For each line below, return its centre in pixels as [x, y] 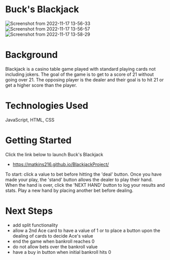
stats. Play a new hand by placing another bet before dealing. [69, 190]
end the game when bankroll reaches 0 [54, 241]
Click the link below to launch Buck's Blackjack [54, 154]
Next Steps [29, 211]
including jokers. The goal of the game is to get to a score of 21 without [79, 74]
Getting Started [39, 140]
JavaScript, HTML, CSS [30, 120]
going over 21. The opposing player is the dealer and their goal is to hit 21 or [84, 79]
